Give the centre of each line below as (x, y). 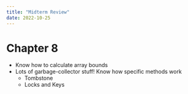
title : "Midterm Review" (38, 12)
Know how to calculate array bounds (62, 65)
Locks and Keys (44, 85)
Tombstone (39, 78)
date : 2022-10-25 (28, 18)
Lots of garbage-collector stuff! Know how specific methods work (98, 72)
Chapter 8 (32, 48)
